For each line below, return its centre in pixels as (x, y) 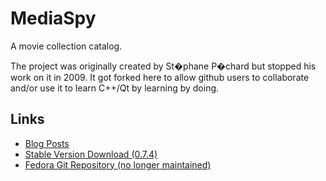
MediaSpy (53, 18)
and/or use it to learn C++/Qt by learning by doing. (115, 88)
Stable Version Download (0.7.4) (91, 154)
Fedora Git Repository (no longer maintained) (118, 164)
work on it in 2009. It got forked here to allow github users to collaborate (160, 77)
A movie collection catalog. (66, 46)
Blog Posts (47, 143)
